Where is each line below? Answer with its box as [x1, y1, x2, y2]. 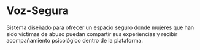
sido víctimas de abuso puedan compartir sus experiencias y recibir [6, 30, 178, 37]
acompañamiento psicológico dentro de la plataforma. [6, 37, 143, 44]
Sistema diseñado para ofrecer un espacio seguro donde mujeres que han [6, 24, 194, 31]
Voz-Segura [6, 4, 69, 18]
